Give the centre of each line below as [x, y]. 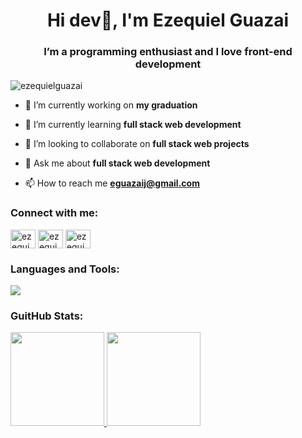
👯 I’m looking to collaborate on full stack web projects [137, 144]
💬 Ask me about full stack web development [117, 163]
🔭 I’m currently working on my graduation [111, 105]
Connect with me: [54, 213]
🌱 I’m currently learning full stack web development [133, 125]
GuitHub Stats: [47, 316]
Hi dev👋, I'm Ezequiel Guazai [168, 20]
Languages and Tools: [65, 269]
